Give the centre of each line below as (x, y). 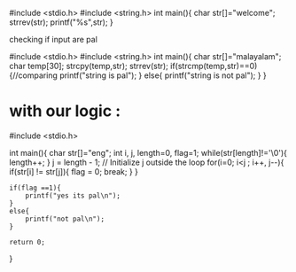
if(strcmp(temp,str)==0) (214, 66)
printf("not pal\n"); (65, 219)
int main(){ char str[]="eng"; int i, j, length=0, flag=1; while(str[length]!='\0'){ (148, 152)
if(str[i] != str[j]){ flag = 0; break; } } (74, 171)
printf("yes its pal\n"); (73, 195)
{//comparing (33, 75)
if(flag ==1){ (35, 188)
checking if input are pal (53, 39)
